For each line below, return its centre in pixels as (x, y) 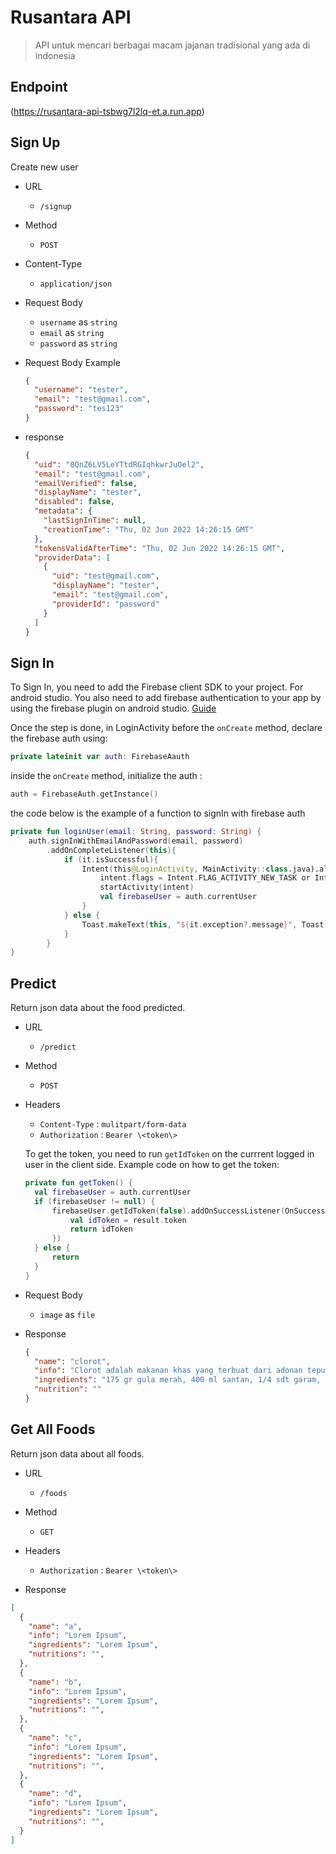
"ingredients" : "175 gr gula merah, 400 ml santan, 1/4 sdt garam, (178, 1380)
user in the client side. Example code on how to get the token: (152, 1165)
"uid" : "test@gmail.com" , (105, 576)
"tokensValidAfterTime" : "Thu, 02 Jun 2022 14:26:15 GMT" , (160, 548)
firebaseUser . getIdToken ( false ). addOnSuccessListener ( (168, 1211)
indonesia (55, 55)
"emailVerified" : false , (86, 483)
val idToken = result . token (128, 1220)
